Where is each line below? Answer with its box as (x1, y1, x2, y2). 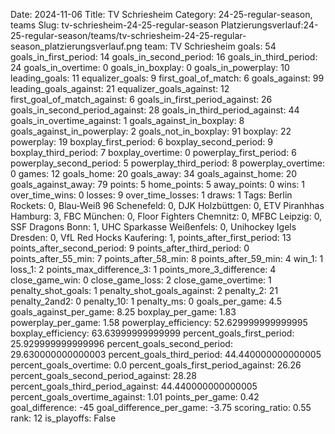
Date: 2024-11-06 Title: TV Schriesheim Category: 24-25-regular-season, (10, 9, 313, 20)
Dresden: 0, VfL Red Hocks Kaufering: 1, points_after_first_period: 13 (10, 232, 292, 243)
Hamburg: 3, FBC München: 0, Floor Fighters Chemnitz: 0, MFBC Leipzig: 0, (10, 210, 323, 222)
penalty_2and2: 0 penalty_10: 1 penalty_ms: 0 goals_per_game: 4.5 (10, 295, 282, 307)
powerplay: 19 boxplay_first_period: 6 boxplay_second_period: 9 (10, 136, 274, 148)
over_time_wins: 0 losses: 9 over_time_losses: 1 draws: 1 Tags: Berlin (10, 189, 293, 201)
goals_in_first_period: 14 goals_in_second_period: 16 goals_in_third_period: (10, 51, 318, 63)
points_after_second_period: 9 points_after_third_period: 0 (10, 242, 250, 254)
